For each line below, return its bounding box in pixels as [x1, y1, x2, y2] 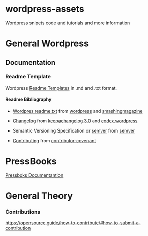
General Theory [5, 190, 73, 202]
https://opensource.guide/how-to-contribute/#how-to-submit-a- [5, 220, 141, 226]
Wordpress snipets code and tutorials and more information [5, 20, 130, 26]
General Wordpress [5, 38, 89, 49]
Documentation [5, 58, 56, 67]
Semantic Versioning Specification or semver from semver [12, 128, 135, 134]
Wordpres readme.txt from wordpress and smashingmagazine [12, 108, 143, 114]
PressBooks [5, 155, 57, 167]
